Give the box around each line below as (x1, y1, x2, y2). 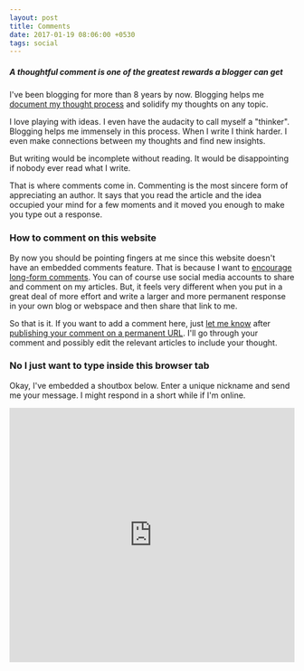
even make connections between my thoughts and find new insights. (9, 136, 266, 146)
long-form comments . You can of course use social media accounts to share (9, 271, 295, 282)
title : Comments (9, 22, 71, 31)
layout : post (9, 13, 59, 23)
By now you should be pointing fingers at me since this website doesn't (9, 252, 276, 263)
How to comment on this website (9, 232, 157, 244)
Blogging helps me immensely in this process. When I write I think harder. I (9, 126, 288, 137)
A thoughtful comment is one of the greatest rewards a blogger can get (9, 66, 283, 77)
